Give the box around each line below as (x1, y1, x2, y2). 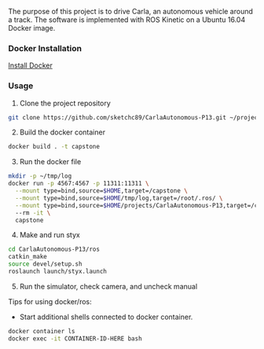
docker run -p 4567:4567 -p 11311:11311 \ (8, 180, 149, 188)
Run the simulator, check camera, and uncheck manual (19, 281, 198, 291)
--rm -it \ (15, 208, 51, 217)
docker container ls (8, 327, 76, 335)
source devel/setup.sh (8, 260, 82, 268)
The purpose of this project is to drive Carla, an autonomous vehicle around (8, 7, 254, 16)
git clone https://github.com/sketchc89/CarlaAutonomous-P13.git (8, 113, 226, 121)
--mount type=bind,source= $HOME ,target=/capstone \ (15, 187, 189, 195)
